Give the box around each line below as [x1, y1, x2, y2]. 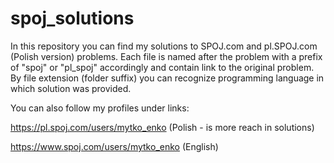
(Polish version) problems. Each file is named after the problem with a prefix [10, 50, 323, 62]
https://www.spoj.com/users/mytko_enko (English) [10, 140, 219, 152]
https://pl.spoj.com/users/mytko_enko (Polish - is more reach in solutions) [10, 121, 315, 133]
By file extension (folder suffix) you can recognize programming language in [10, 72, 325, 84]
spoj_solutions [10, 7, 135, 30]
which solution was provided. [10, 82, 132, 94]
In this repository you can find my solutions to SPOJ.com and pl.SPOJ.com [10, 40, 318, 52]
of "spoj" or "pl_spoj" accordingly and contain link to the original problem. [10, 61, 315, 73]
